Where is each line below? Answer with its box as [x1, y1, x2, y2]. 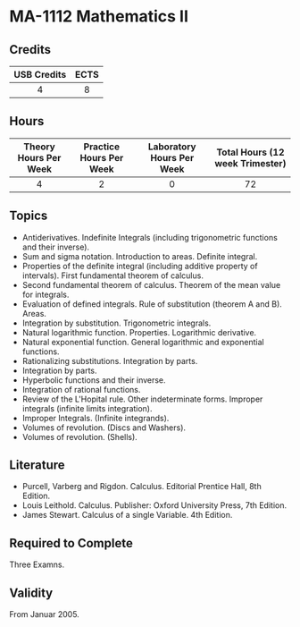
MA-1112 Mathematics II [9, 6, 189, 27]
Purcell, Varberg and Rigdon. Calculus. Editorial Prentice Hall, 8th [21, 481, 262, 492]
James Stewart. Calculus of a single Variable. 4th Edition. [21, 510, 233, 521]
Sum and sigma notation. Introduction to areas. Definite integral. [21, 250, 258, 261]
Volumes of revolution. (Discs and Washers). [21, 422, 186, 433]
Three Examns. [9, 559, 65, 570]
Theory [23, 140, 55, 153]
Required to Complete [9, 535, 134, 551]
